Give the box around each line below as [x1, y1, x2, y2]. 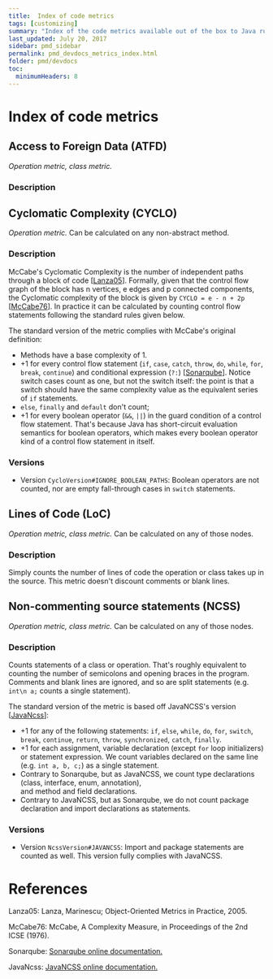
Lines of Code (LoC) [8, 507, 111, 521]
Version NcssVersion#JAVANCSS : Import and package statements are [19, 843, 245, 852]
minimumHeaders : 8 [15, 72, 79, 80]
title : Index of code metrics [8, 11, 115, 20]
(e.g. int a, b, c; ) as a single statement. [19, 760, 160, 770]
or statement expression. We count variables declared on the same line [19, 752, 258, 762]
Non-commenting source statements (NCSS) [8, 600, 241, 613]
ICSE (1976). [8, 931, 50, 941]
